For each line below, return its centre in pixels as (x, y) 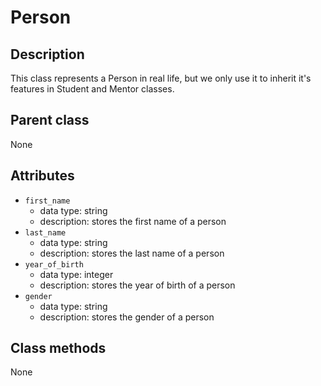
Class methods (58, 348)
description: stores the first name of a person (133, 221)
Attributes (42, 176)
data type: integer (76, 274)
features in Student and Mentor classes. (92, 89)
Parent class (50, 120)
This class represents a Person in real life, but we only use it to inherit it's (161, 78)
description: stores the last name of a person (132, 253)
